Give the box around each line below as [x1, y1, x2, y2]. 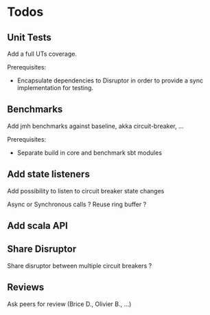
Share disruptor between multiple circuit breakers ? [7, 261, 152, 270]
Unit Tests [7, 32, 51, 43]
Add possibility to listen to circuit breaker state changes [7, 186, 165, 195]
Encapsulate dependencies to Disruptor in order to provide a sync [16, 76, 204, 85]
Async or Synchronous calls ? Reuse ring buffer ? [7, 200, 147, 208]
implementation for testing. [16, 84, 94, 91]
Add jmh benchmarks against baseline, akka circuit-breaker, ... [7, 122, 184, 130]
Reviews [7, 281, 45, 293]
